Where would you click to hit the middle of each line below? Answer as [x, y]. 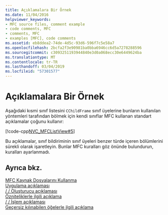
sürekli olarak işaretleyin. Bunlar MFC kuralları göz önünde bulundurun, [79, 146]
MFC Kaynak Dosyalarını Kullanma [41, 180]
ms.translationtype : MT [30, 57]
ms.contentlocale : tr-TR [31, 62]
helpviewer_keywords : [28, 19]
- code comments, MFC [28, 29]
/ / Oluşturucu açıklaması [31, 191]
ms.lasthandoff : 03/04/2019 [35, 67]
